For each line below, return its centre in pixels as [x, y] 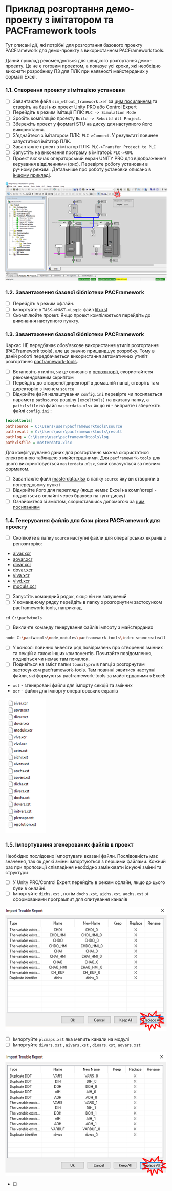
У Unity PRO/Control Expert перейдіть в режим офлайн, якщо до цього [89, 882]
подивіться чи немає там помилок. [51, 659]
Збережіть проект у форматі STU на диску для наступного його [82, 124]
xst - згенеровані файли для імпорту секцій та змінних [73, 685]
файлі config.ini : [32, 411]
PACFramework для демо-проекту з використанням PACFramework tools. [85, 50]
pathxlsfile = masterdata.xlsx [39, 443]
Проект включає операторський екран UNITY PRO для [73, 158]
